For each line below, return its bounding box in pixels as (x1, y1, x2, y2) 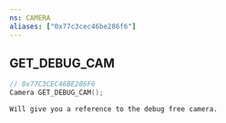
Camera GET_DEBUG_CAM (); (9, 88, 104, 97)
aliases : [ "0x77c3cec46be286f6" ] (9, 22, 137, 31)
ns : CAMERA (9, 13, 51, 23)
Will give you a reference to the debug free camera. (9, 105, 219, 114)
